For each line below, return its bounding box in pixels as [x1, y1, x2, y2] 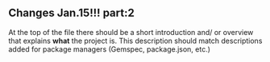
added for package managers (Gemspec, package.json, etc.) [8, 44, 211, 54]
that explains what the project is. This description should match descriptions [8, 36, 263, 45]
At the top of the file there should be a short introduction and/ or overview [8, 27, 254, 37]
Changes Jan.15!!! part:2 [8, 6, 135, 20]
